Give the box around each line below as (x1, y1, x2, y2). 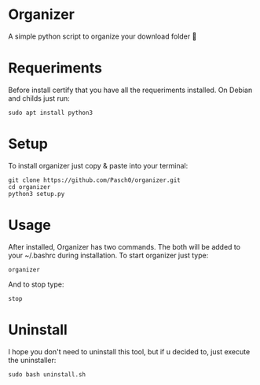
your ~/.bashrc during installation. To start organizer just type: (8, 250, 209, 260)
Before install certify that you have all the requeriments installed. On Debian (8, 85, 253, 94)
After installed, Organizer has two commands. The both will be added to (8, 242, 241, 251)
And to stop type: (8, 279, 64, 289)
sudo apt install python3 (8, 109, 93, 117)
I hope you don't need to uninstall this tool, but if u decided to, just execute (8, 346, 251, 356)
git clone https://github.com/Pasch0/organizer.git (8, 176, 181, 184)
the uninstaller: (8, 355, 57, 365)
